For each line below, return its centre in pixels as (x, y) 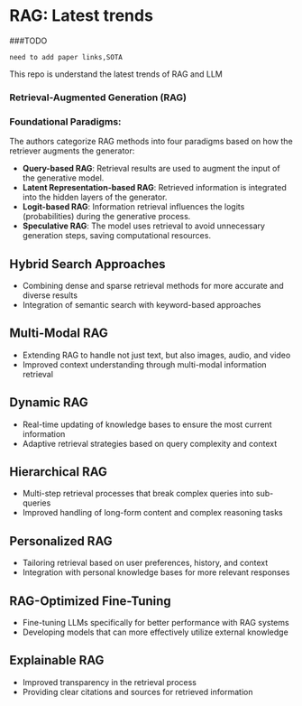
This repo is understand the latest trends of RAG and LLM (116, 74)
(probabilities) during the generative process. (106, 217)
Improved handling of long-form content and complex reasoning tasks (152, 513)
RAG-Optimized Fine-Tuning (90, 601)
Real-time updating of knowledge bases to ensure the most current (147, 424)
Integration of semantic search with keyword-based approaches (142, 304)
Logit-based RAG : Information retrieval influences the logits (133, 207)
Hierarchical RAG (59, 472)
